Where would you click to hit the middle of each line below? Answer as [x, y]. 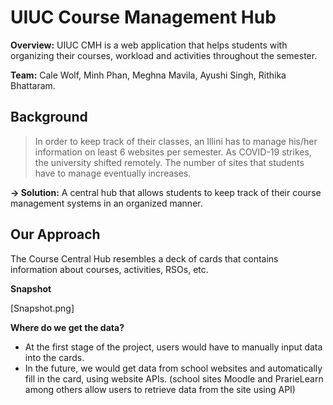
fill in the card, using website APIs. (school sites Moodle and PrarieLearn [174, 378]
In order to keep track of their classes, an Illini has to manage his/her [176, 141]
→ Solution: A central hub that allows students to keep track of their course [166, 192]
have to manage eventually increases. [113, 173]
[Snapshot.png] [42, 308]
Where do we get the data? [67, 327]
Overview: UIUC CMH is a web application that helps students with [149, 45]
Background [49, 117]
